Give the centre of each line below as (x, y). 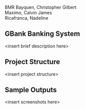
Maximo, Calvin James (28, 13)
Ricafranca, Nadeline (27, 18)
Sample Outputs (31, 90)
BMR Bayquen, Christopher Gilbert (41, 7)
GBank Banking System (42, 34)
